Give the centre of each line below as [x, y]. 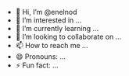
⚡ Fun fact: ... [37, 65]
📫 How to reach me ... [52, 45]
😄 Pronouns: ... [41, 57]
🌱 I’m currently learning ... [57, 28]
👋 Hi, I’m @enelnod [46, 12]
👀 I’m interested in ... [48, 20]
